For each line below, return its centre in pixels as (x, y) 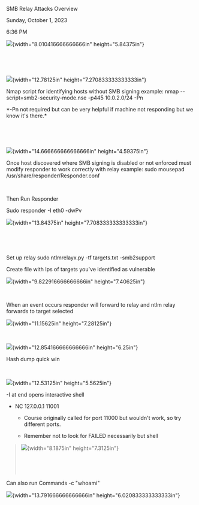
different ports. (42, 424)
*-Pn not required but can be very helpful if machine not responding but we (100, 109)
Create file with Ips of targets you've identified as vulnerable (81, 269)
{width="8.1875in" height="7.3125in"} (73, 448)
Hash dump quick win (33, 359)
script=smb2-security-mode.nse (46, 98)
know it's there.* (27, 116)
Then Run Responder (32, 199)
